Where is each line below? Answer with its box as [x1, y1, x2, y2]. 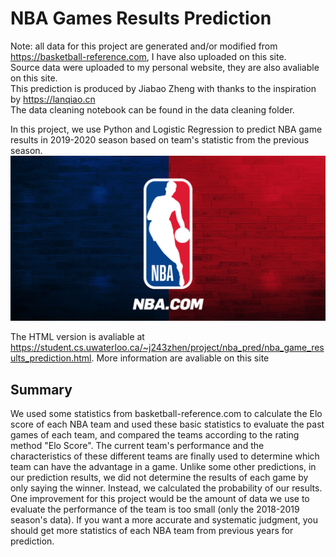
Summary [10, 381, 73, 398]
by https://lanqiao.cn [10, 93, 96, 105]
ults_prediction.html [10, 352, 92, 364]
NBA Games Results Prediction [10, 7, 272, 30]
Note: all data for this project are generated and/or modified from [10, 40, 278, 52]
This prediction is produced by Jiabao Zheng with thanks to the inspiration [10, 82, 317, 94]
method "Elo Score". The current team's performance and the [10, 440, 265, 452]
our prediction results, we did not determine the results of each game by [10, 472, 309, 484]
